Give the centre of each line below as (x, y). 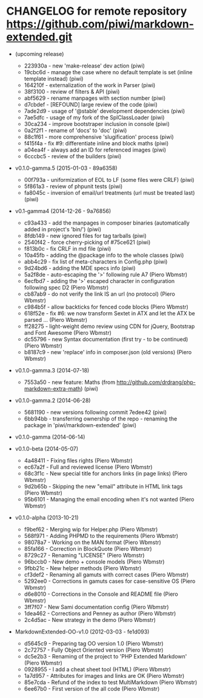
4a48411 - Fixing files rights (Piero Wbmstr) (78, 460)
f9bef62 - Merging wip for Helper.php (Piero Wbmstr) (91, 529)
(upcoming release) (39, 54)
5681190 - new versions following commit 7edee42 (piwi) (95, 412)
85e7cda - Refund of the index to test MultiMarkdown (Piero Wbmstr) (111, 682)
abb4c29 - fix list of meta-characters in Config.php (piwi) (96, 261)
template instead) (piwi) (54, 79)
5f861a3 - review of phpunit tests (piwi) (73, 186)
